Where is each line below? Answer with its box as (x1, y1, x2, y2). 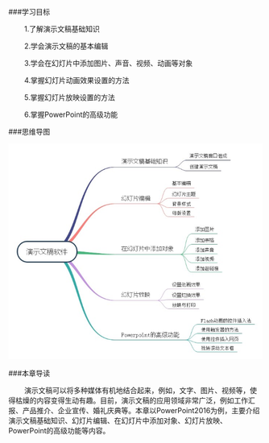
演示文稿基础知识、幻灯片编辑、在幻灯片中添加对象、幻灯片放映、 (8, 416, 227, 425)
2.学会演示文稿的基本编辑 (23, 41, 109, 51)
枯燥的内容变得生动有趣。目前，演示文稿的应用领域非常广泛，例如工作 (14, 395, 248, 405)
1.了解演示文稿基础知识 (23, 24, 101, 34)
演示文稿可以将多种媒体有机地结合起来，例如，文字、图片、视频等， (23, 385, 250, 395)
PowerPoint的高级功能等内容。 (8, 425, 110, 435)
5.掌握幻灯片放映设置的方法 (23, 93, 115, 102)
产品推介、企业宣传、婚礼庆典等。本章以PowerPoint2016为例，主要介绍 (22, 405, 260, 415)
